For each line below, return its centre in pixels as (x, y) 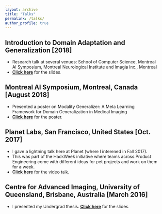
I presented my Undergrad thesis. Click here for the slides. (71, 206)
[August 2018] (27, 95)
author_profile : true (27, 23)
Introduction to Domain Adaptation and (65, 42)
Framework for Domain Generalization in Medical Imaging (69, 111)
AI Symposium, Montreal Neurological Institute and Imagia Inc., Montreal (84, 67)
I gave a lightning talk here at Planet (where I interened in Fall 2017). (80, 151)
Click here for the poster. (37, 117)
